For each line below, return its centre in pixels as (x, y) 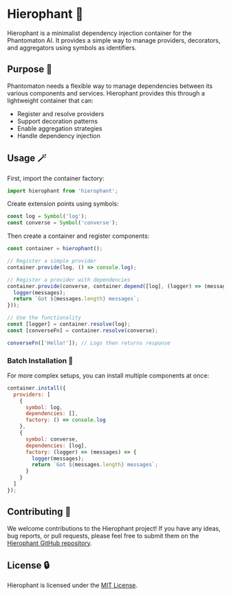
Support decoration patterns (57, 121)
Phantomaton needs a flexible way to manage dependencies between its (110, 86)
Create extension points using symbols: (63, 204)
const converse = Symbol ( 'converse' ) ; (63, 223)
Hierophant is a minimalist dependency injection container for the (100, 33)
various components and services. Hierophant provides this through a (106, 93)
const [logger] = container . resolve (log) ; (69, 324)
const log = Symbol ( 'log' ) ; (47, 217)
